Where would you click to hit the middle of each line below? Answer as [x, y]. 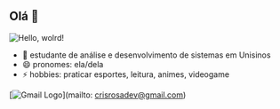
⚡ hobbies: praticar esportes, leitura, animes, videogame [125, 74]
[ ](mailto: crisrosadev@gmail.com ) [98, 95]
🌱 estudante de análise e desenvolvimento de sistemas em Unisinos [146, 55]
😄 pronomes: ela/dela [63, 64]
